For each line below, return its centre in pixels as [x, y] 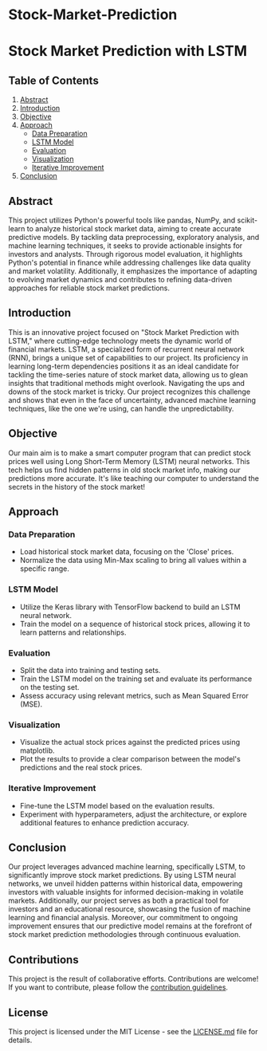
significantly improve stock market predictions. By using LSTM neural [122, 876]
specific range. [45, 569]
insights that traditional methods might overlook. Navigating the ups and [127, 383]
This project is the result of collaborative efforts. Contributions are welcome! [133, 979]
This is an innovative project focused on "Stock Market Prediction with [124, 332]
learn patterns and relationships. [73, 632]
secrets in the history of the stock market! [77, 486]
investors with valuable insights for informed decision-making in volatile [126, 892]
